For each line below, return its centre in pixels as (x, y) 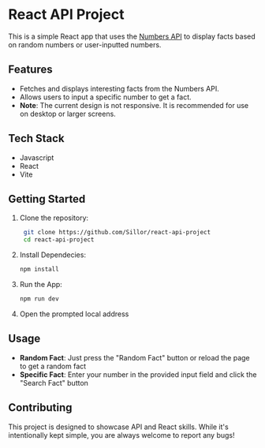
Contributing (40, 408)
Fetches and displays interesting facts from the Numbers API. (119, 88)
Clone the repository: (54, 218)
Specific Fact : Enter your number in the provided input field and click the (138, 374)
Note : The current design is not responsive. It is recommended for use (134, 105)
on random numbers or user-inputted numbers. (85, 44)
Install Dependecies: (53, 255)
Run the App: (41, 284)
